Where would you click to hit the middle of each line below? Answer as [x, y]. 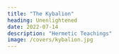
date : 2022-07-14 [33, 27]
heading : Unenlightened [42, 20]
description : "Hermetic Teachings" [60, 33]
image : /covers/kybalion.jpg [50, 40]
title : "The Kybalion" [41, 14]
